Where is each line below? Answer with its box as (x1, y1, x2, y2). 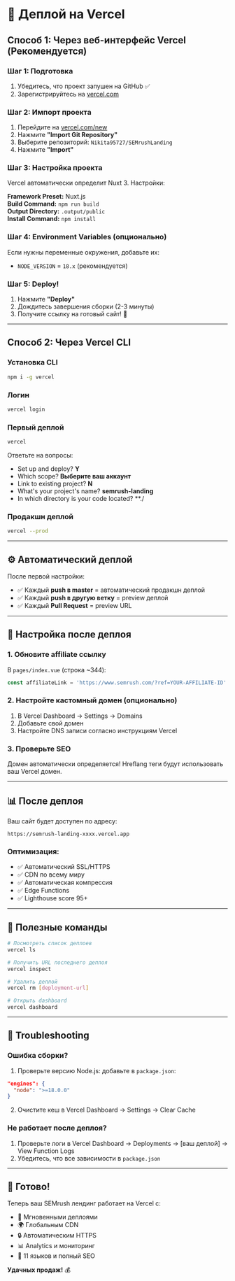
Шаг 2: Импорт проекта (7, 107, 92, 117)
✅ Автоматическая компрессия (17, 878, 113, 887)
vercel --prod (7, 528, 49, 535)
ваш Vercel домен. (7, 767, 62, 776)
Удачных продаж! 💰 (7, 1266, 71, 1274)
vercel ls (7, 946, 36, 954)
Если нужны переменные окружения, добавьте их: (7, 248, 159, 256)
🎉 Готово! (7, 1181, 50, 1193)
